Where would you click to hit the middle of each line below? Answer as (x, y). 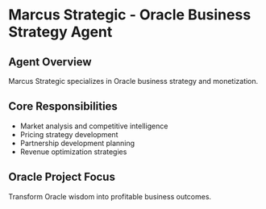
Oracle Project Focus (62, 177)
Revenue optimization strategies (73, 152)
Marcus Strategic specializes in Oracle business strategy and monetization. (133, 81)
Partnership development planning (77, 143)
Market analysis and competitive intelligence (94, 126)
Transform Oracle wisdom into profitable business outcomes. (110, 196)
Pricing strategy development (69, 134)
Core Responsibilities (63, 107)
